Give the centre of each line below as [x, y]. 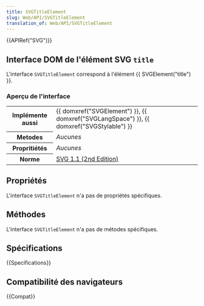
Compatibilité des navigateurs [65, 282]
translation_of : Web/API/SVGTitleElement [59, 23]
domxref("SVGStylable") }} [94, 126]
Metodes [30, 137]
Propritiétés [29, 148]
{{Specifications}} [29, 263]
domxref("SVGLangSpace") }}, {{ [103, 119]
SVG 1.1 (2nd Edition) [87, 158]
